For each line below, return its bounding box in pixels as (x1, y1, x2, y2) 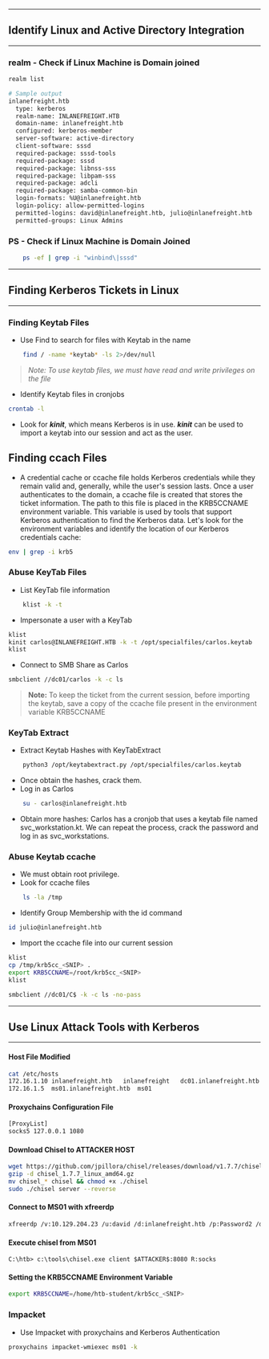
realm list (8, 75, 45, 84)
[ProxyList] (8, 1120, 48, 1128)
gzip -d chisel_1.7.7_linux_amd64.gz (8, 1170, 134, 1178)
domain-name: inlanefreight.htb (15, 120, 124, 128)
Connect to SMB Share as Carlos (19, 660, 129, 670)
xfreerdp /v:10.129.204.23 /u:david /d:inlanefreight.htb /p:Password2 (8, 1220, 252, 1229)
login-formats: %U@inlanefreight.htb (15, 194, 142, 202)
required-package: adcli (15, 179, 98, 187)
